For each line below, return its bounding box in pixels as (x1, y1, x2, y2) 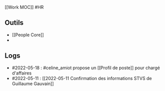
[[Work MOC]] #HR (4, 4, 44, 10)
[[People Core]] (11, 32, 44, 38)
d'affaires (11, 70, 32, 76)
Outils (4, 18, 24, 27)
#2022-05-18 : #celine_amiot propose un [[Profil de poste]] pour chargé (11, 65, 160, 71)
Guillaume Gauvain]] (11, 81, 54, 87)
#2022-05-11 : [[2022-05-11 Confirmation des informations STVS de (11, 75, 152, 81)
